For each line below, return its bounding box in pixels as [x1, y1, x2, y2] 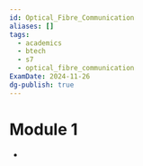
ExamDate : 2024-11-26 [9, 72, 91, 81]
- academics [17, 38, 63, 48]
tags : [9, 30, 30, 39]
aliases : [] [9, 22, 54, 31]
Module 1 [9, 119, 78, 140]
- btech [17, 47, 47, 56]
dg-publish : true [9, 80, 75, 89]
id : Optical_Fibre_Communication [9, 13, 135, 23]
